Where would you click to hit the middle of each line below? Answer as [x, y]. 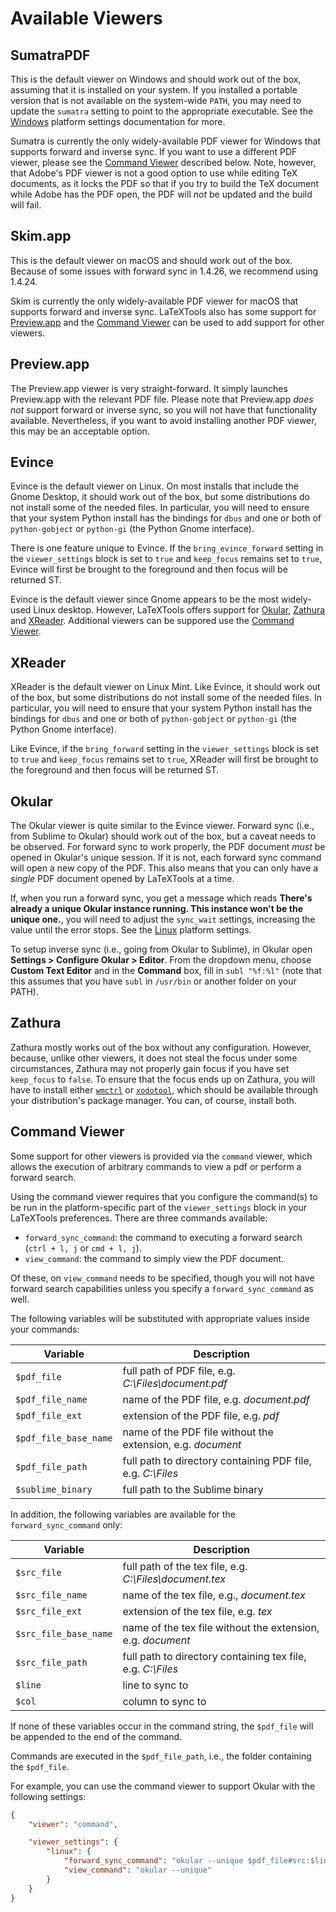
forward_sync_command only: [66, 1524]
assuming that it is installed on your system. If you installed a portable [154, 90]
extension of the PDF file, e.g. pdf [201, 1415]
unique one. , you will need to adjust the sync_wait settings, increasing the [163, 919]
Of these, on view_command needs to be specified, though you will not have [162, 1278]
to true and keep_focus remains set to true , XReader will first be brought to [164, 759]
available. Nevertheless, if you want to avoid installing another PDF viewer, [163, 420]
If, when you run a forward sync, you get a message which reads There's [161, 898]
